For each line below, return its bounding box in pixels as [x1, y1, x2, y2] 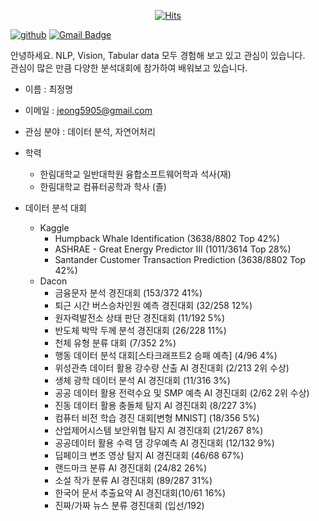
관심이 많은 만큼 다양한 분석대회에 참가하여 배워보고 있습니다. [10, 62, 248, 74]
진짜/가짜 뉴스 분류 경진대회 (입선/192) [54, 500, 205, 511]
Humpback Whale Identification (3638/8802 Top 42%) [54, 233, 281, 244]
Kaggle [39, 222, 70, 234]
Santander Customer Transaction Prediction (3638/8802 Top [54, 254, 307, 265]
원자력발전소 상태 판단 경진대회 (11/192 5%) [54, 312, 226, 324]
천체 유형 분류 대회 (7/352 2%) [54, 337, 177, 349]
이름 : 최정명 [24, 83, 74, 95]
